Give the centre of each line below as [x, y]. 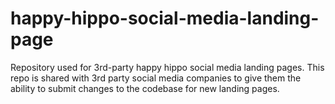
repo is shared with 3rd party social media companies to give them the [156, 78]
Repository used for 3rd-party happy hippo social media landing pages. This [167, 67]
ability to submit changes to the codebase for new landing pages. [145, 88]
